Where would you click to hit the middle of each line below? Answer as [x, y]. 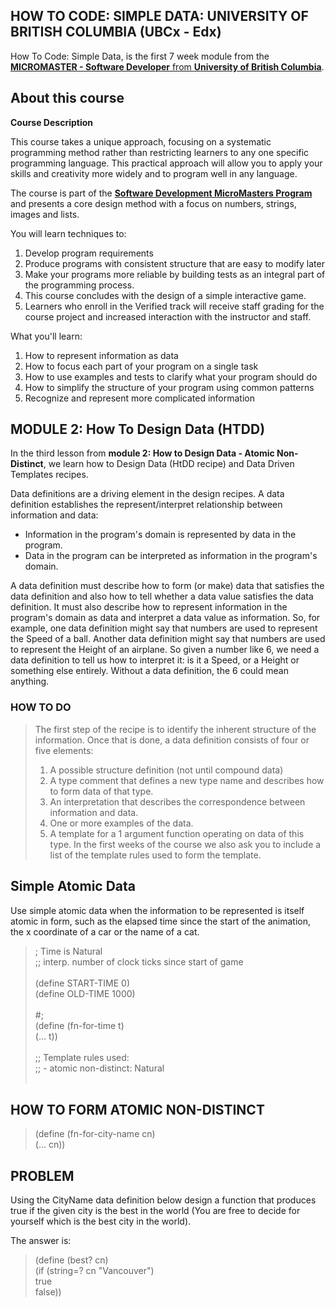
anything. [30, 681]
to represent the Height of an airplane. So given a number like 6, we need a [165, 650]
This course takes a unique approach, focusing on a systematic [141, 141]
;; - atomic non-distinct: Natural [99, 1068]
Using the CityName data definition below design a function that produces [163, 1200]
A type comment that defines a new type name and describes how [187, 780]
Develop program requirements [89, 253]
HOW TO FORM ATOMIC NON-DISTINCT [137, 1109]
